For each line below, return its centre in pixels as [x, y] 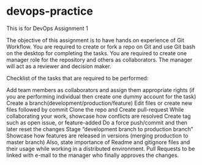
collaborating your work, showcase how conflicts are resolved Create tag [99, 116]
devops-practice [50, 11]
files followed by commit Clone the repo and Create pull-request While [95, 109]
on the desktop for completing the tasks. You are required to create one [97, 53]
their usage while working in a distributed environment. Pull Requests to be [101, 148]
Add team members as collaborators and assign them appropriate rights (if [100, 90]
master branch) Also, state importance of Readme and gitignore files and [98, 142]
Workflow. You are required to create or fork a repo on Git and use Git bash [101, 47]
